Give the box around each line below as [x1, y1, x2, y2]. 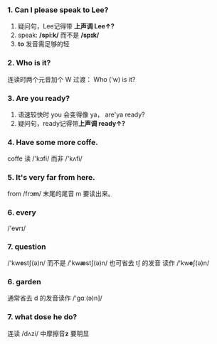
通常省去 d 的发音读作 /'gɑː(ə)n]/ [7, 294, 103, 303]
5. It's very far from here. [7, 173, 96, 183]
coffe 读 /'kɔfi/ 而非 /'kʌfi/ [7, 154, 83, 163]
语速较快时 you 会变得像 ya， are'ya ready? [17, 110, 145, 119]
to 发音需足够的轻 [17, 40, 70, 48]
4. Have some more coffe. [7, 137, 98, 147]
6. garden [7, 277, 41, 286]
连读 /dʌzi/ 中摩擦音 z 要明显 [7, 329, 90, 338]
